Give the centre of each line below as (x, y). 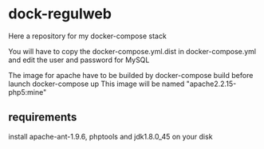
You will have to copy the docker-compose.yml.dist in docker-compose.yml (132, 51)
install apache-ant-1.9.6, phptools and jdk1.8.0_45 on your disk (110, 136)
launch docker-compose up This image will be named (97, 84)
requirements (43, 118)
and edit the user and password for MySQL (79, 60)
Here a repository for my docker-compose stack (88, 36)
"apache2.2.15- (211, 84)
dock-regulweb (60, 14)
